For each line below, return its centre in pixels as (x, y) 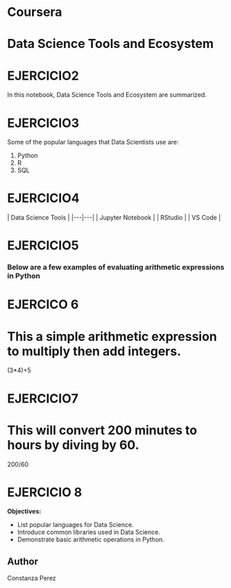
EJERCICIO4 (43, 198)
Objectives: (24, 512)
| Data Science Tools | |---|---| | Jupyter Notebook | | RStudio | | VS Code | (114, 218)
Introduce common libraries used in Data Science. (89, 532)
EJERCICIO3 (43, 123)
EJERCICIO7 (43, 398)
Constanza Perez (32, 578)
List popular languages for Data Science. (75, 525)
